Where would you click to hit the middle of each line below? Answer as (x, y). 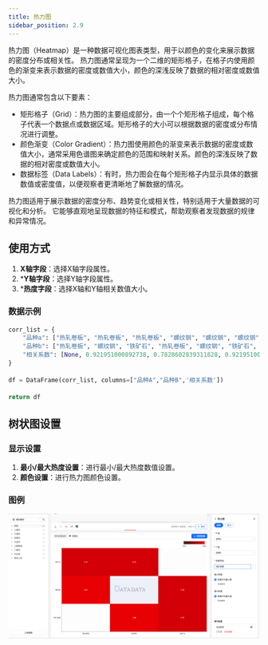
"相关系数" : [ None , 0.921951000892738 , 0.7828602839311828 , (122, 355)
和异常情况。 (29, 220)
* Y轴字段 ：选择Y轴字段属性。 (69, 279)
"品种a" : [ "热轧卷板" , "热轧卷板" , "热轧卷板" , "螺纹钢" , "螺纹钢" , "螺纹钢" (141, 338)
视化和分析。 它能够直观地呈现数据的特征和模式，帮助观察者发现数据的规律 (132, 211)
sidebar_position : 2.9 (46, 25)
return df (25, 397)
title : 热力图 (30, 17)
